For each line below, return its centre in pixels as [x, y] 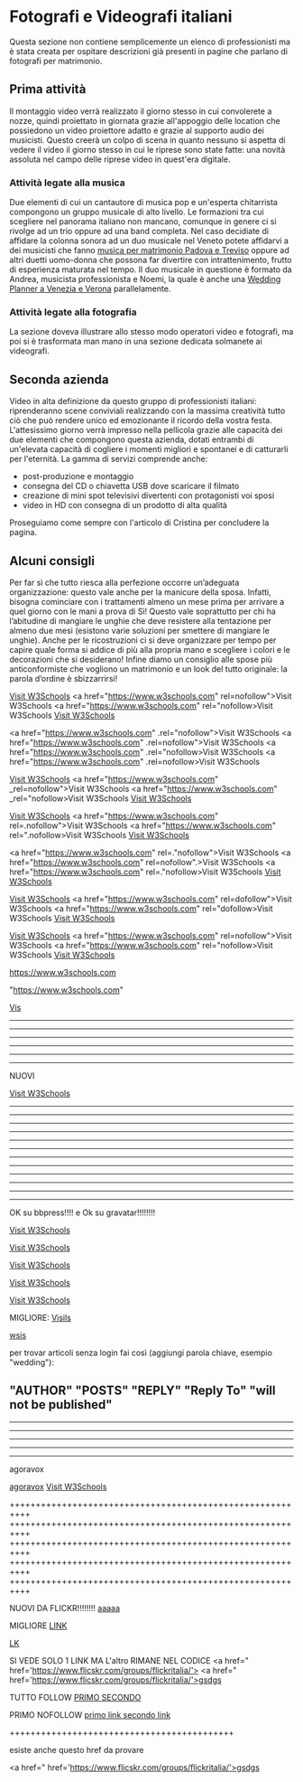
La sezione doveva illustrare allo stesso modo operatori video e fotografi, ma [151, 332]
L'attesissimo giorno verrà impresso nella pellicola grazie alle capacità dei [146, 430]
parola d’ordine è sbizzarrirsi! [64, 678]
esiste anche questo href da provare [77, 1749]
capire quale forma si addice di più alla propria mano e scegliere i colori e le [150, 649]
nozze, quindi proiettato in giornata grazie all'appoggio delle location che [145, 120]
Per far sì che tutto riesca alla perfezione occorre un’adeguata [124, 582]
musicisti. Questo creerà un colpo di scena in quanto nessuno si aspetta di [147, 140]
